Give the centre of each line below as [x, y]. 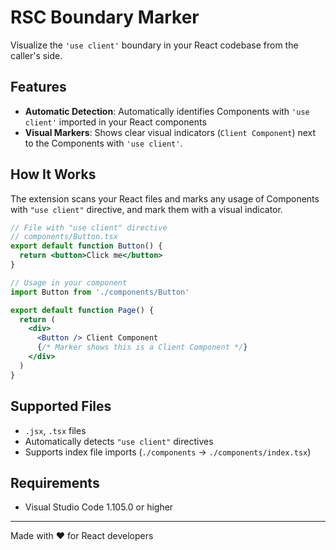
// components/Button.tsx [64, 237]
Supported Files [61, 406]
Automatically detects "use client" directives [119, 441]
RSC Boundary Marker [105, 17]
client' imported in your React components [115, 122]
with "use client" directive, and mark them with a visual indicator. [146, 209]
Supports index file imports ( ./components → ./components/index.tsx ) [168, 452]
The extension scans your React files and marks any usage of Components [165, 198]
